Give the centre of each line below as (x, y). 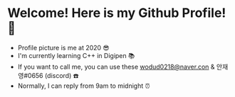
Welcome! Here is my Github (93, 13)
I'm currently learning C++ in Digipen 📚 (76, 55)
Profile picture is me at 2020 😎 (63, 47)
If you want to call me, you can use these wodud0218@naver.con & (116, 67)
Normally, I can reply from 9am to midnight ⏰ (84, 86)
